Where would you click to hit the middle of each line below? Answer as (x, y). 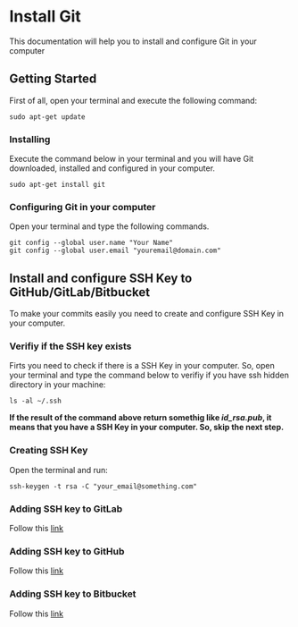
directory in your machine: (58, 385)
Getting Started (53, 79)
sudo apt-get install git (57, 185)
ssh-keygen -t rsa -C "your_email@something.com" (103, 486)
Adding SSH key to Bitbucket (73, 594)
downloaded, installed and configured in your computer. (112, 168)
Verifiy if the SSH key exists (70, 346)
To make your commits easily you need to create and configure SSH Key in (146, 314)
